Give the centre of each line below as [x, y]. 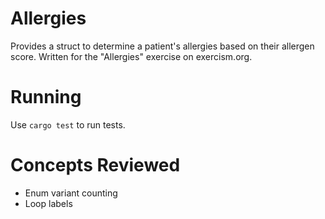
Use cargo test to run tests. [68, 124]
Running [46, 97]
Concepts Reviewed [95, 165]
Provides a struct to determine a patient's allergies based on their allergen [162, 46]
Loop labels [48, 203]
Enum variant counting [71, 193]
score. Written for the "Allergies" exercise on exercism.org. [131, 56]
